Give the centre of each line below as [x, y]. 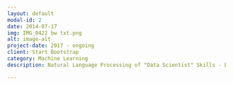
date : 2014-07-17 [32, 26]
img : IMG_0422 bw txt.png [44, 33]
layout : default [31, 13]
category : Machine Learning [48, 59]
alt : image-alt [29, 39]
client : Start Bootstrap [43, 53]
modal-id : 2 [24, 20]
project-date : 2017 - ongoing [51, 46]
